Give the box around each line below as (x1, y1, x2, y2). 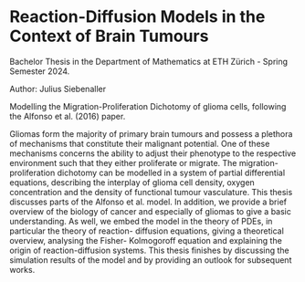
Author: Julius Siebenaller (9, 83, 107, 94)
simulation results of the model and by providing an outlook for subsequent (9, 254, 292, 266)
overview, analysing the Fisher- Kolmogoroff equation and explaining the (9, 235, 283, 245)
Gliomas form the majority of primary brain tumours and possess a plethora (9, 128, 293, 139)
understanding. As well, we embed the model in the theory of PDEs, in (9, 215, 273, 226)
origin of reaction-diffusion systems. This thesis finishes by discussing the (9, 245, 289, 256)
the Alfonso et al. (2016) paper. (9, 110, 126, 121)
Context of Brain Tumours (9, 26, 209, 47)
